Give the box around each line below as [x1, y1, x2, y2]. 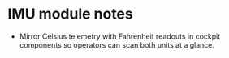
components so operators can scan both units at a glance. [19, 39, 215, 49]
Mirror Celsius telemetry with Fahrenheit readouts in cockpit [19, 31, 221, 41]
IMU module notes [7, 5, 133, 23]
